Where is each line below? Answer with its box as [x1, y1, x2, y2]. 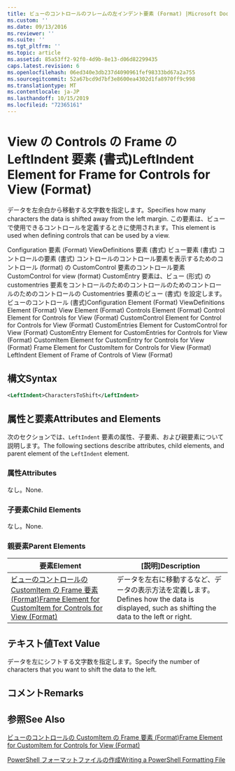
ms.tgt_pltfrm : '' [7, 43, 61, 50]
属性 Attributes [7, 468, 57, 478]
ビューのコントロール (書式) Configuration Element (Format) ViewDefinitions [7, 298, 225, 306]
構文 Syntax [7, 373, 57, 385]
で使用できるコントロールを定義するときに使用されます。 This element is [7, 223, 216, 231]
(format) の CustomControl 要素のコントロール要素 [39, 263, 185, 271]
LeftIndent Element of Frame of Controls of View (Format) [7, 350, 173, 359]
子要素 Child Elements [7, 505, 82, 514]
